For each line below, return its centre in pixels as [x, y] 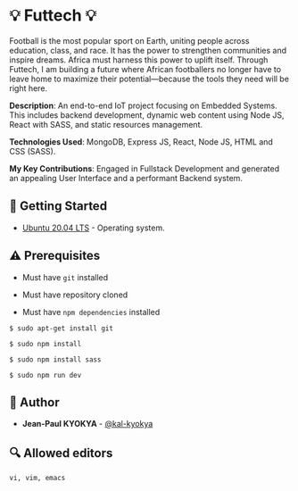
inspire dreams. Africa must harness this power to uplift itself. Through [139, 60]
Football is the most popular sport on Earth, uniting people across [129, 40]
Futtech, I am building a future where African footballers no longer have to [145, 69]
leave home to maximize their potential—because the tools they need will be [149, 79]
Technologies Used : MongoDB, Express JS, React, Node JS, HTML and [141, 141]
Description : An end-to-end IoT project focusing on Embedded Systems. [144, 105]
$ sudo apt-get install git [62, 328]
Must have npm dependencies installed [91, 312]
